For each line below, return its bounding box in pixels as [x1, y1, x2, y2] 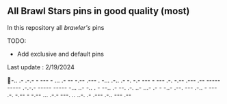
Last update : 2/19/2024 [7, 63, 75, 71]
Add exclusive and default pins [16, 50, 105, 58]
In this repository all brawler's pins [7, 23, 105, 31]
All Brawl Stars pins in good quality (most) [7, 5, 190, 17]
